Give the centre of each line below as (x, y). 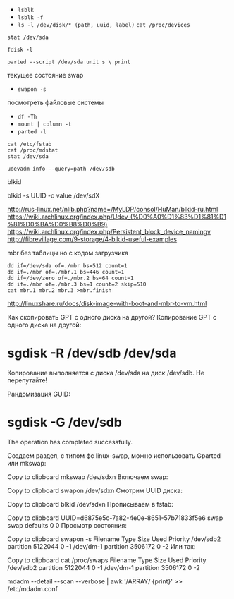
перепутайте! (27, 380)
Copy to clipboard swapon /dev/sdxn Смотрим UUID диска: (95, 490)
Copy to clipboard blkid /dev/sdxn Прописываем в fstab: (91, 504)
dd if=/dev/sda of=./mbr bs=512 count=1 (68, 266)
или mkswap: (27, 463)
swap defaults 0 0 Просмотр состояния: (67, 525)
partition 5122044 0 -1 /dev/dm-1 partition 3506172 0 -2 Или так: (101, 546)
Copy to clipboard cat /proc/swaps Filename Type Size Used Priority (107, 560)
